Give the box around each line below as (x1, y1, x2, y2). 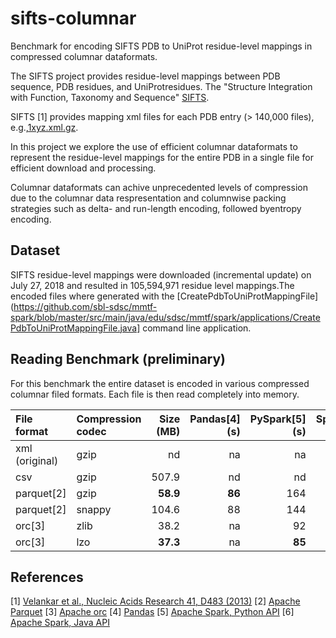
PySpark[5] (249, 412, 307, 426)
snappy (76, 502, 112, 516)
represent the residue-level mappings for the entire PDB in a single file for (10, 151, 314, 163)
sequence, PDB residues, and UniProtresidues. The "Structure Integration (10, 80, 313, 92)
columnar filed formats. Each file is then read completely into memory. (10, 388, 300, 400)
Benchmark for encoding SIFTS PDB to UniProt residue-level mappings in (10, 40, 313, 52)
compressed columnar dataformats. (10, 50, 158, 62)
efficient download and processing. (10, 162, 157, 174)
